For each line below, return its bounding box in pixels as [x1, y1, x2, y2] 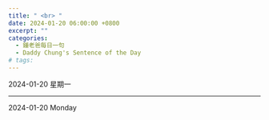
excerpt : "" [8, 26, 48, 34]
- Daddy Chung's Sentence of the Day [15, 49, 142, 57]
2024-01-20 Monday [8, 102, 78, 112]
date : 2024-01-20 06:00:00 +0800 [8, 19, 120, 27]
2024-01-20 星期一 [8, 79, 71, 89]
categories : [8, 34, 48, 42]
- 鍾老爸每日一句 [15, 42, 65, 50]
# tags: [8, 57, 34, 65]
